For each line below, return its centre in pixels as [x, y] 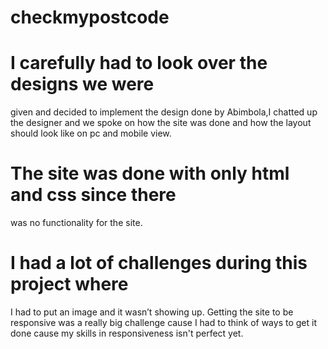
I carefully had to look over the [139, 63]
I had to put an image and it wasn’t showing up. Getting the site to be [152, 312]
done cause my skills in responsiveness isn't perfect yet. [127, 333]
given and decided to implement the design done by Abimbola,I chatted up [164, 112]
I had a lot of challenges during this [159, 263]
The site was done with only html [150, 173]
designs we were [82, 84]
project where [69, 284]
